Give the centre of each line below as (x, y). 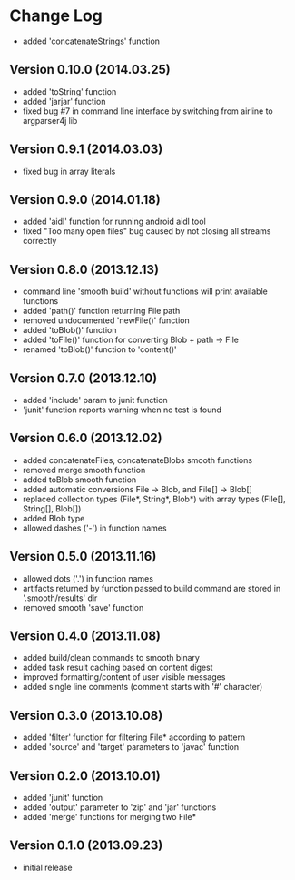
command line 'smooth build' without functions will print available (145, 291)
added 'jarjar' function (64, 101)
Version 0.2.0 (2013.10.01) (85, 776)
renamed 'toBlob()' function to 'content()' (99, 349)
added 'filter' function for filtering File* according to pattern (134, 737)
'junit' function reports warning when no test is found (122, 410)
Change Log (56, 16)
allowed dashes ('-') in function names (94, 528)
